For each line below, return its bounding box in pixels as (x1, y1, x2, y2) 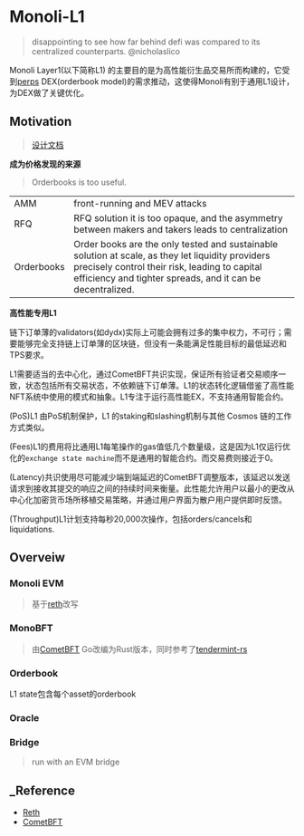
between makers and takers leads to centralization (73, 223, 289, 235)
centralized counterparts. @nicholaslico (31, 45, 181, 56)
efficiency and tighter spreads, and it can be (73, 272, 261, 284)
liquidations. (9, 524, 55, 534)
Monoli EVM (9, 577, 64, 590)
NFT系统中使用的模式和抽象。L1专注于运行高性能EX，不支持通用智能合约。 (9, 391, 289, 402)
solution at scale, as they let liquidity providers (73, 249, 271, 262)
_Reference (9, 783, 75, 798)
